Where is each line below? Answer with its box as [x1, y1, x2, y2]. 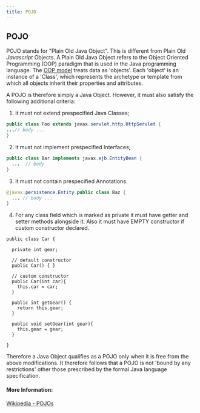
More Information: [6, 386, 53, 393]
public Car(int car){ [12, 278, 67, 285]
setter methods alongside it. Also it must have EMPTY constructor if [15, 218, 185, 225]
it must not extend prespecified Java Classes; [15, 110, 130, 117]
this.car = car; [17, 284, 59, 290]
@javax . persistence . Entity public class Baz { [6, 189, 126, 195]
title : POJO [6, 8, 36, 15]
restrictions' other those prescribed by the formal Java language [6, 366, 168, 373]
